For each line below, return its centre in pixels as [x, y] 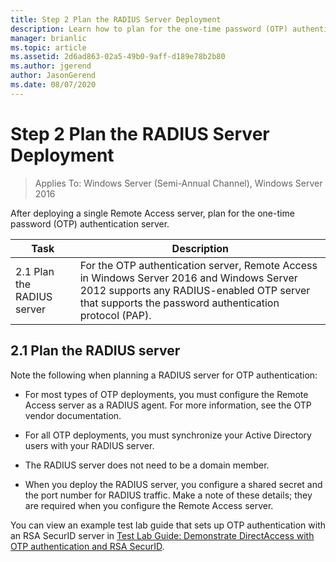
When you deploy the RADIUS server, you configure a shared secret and [173, 484]
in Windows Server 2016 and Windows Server [188, 278]
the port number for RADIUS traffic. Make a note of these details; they [168, 495]
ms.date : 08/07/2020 [53, 85]
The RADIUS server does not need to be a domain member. [147, 465]
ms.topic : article [48, 47]
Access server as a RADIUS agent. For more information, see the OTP [168, 405]
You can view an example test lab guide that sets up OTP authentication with [168, 525]
